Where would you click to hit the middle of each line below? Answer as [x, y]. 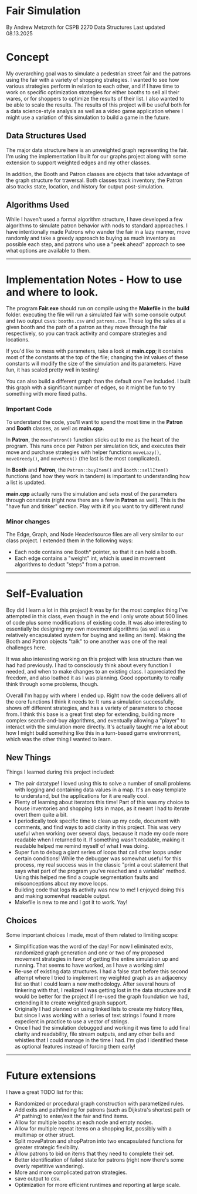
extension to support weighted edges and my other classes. [79, 162]
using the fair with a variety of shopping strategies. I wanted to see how [93, 79]
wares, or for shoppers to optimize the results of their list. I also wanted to [95, 98]
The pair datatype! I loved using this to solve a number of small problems [103, 783]
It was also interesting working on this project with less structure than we [94, 659]
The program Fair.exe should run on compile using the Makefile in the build [98, 309]
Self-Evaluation [45, 594]
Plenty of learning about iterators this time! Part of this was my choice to [102, 802]
